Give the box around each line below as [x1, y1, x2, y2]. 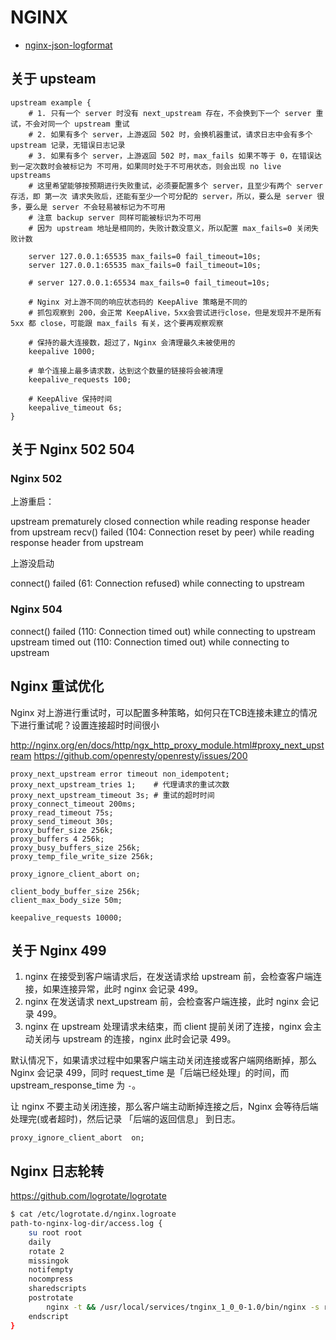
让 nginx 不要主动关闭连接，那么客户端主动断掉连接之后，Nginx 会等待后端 [10, 1101, 319, 1113]
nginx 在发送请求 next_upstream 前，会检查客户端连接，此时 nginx [24, 996, 300, 1008]
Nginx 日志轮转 [10, 1162, 105, 1180]
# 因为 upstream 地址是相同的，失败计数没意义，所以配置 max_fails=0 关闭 [28, 223, 312, 233]
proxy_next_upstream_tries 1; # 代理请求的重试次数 [10, 779, 230, 790]
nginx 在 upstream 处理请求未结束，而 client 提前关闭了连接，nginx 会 [24, 1021, 313, 1033]
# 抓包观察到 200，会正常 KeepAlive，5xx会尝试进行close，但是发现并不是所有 [28, 307, 322, 318]
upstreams [10, 170, 52, 180]
